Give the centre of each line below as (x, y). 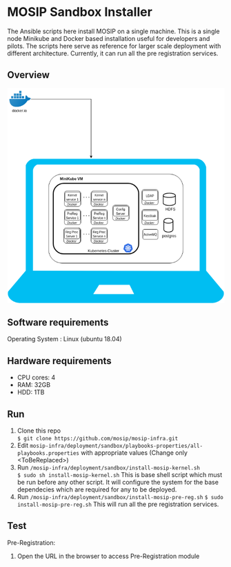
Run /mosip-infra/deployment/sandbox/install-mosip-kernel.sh (109, 467)
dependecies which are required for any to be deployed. (97, 489)
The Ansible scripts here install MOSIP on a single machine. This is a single (114, 31)
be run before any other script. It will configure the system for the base (118, 483)
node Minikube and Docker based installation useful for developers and (109, 38)
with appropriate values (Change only (134, 453)
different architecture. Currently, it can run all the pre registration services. (113, 53)
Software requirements (58, 323)
